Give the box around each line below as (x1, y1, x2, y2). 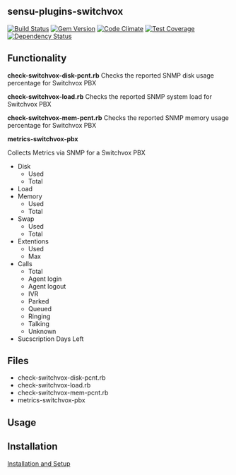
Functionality (7, 52, 67, 64)
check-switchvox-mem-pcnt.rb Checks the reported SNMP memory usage (7, 113, 230, 122)
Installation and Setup (7, 459, 71, 468)
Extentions (17, 236, 49, 246)
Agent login (28, 275, 62, 283)
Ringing (28, 312, 51, 320)
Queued (28, 304, 52, 313)
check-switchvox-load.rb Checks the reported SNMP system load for (7, 92, 212, 101)
